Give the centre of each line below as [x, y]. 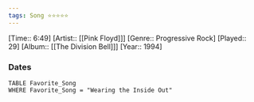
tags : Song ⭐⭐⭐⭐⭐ [39, 15]
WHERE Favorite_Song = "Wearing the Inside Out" [90, 90]
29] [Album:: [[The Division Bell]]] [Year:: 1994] [85, 46]
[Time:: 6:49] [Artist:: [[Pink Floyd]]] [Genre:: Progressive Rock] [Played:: [127, 38]
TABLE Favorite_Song [43, 83]
